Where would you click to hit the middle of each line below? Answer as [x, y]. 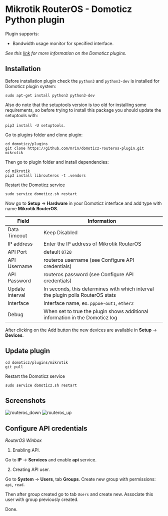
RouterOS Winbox [23, 440]
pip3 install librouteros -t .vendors [45, 175]
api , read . [15, 484]
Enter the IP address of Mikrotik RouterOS [92, 244]
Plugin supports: [22, 34]
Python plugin [35, 20]
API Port [17, 252]
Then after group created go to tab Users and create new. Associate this [79, 494]
